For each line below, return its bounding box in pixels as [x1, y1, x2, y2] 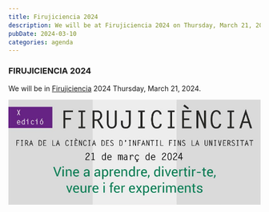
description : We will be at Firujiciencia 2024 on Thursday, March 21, [8, 21, 252, 29]
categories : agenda [8, 38, 74, 46]
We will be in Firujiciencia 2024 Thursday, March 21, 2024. [8, 84, 202, 93]
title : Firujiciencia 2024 [8, 13, 98, 21]
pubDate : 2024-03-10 [8, 29, 78, 37]
